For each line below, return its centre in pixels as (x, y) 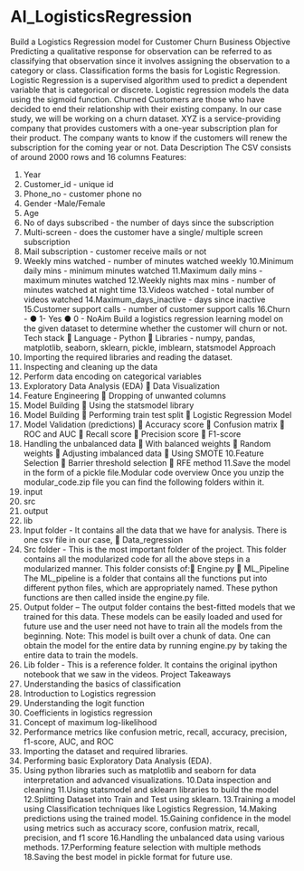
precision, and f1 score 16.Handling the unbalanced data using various (154, 838)
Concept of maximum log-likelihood (90, 722)
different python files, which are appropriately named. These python (151, 587)
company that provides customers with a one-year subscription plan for (144, 128)
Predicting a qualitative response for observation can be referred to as (141, 51)
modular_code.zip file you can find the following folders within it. (144, 482)
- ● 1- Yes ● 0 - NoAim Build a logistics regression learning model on (153, 318)
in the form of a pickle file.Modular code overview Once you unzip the (153, 472)
